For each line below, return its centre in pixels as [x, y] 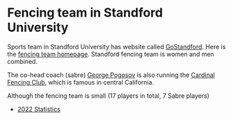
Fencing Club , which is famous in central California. [81, 82]
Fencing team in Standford [85, 13]
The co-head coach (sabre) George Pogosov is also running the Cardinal [111, 75]
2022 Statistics [39, 109]
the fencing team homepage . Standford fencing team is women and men [111, 54]
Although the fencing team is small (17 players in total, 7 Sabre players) [109, 96]
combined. [23, 61]
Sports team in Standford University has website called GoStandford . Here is [116, 46]
